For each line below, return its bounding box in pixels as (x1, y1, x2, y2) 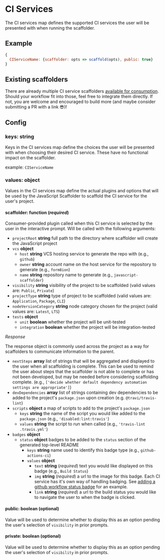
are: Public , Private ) (12, 287, 55, 294)
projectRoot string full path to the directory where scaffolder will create (12, 235, 159, 241)
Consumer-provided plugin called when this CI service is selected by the (5, 220, 153, 226)
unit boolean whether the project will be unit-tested (19, 319, 126, 325)
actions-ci (27, 454, 49, 458)
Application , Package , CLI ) (12, 298, 66, 304)
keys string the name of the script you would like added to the (19, 411, 146, 417)
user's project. (5, 198, 34, 204)
